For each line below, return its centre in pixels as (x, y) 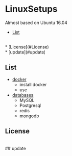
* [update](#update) (25, 52)
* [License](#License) (27, 47)
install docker (33, 84)
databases (23, 95)
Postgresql (30, 105)
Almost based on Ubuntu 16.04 (36, 23)
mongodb (29, 116)
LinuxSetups (31, 9)
